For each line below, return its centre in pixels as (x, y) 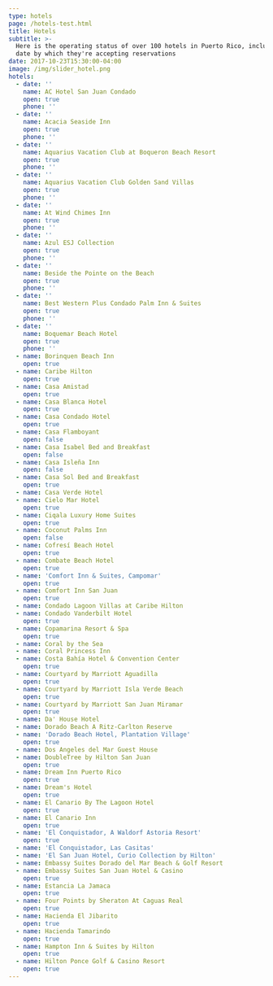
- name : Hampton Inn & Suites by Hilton (85, 946)
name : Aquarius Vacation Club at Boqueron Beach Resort (120, 152)
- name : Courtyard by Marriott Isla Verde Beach (100, 689)
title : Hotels (32, 31)
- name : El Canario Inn (56, 818)
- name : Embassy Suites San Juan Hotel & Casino (100, 870)
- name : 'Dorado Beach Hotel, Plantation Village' (103, 735)
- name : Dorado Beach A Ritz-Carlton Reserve (94, 727)
